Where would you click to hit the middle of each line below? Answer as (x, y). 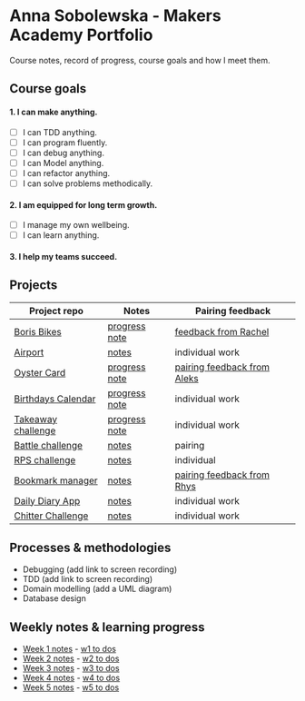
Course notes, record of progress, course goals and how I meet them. (140, 60)
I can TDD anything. (60, 132)
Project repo (56, 311)
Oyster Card (40, 372)
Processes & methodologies (90, 548)
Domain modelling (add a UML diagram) (97, 589)
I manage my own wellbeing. (76, 225)
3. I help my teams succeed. (64, 256)
